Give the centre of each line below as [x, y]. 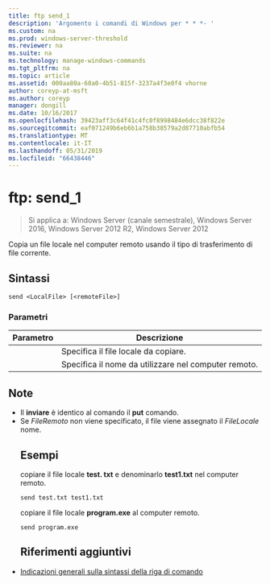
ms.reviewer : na [35, 46]
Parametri [28, 317]
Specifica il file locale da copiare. [124, 351]
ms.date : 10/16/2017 [43, 114]
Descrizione [160, 338]
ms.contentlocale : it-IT [50, 143]
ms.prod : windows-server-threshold [68, 38]
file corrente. [30, 253]
